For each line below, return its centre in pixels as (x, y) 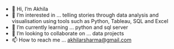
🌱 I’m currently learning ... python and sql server (70, 27)
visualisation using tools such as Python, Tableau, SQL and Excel (90, 21)
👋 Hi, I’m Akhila (30, 9)
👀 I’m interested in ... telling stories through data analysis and (85, 15)
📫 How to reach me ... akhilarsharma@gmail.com (71, 40)
